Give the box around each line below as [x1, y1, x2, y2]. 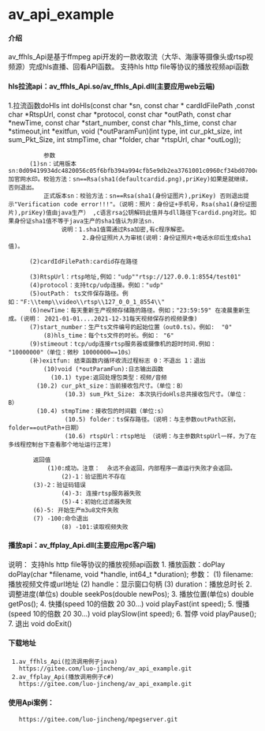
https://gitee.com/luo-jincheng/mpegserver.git [18, 716, 178, 724]
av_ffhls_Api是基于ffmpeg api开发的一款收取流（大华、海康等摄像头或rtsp [8, 52, 247, 62]
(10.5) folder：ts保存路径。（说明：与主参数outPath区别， [64, 415, 240, 423]
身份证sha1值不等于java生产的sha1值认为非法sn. [13, 217, 155, 225]
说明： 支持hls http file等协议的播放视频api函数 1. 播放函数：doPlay [8, 559, 226, 569]
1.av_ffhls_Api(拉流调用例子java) [11, 658, 118, 665]
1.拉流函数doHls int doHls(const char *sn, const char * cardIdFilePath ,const [8, 100, 255, 110]
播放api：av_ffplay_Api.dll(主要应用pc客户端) [8, 541, 156, 550]
